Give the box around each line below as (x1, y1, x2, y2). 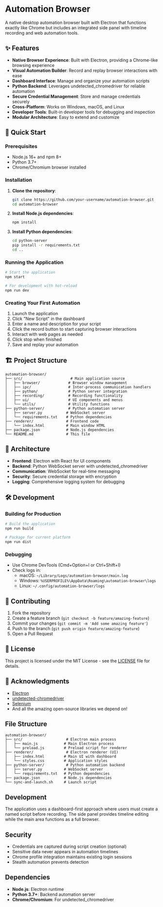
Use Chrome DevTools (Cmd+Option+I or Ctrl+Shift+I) (12, 562, 121, 568)
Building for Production (5, 510, 61, 517)
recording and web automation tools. (5, 30, 79, 36)
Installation (5, 177, 33, 184)
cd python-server (12, 238, 48, 243)
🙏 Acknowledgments (5, 677, 70, 686)
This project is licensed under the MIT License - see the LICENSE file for (5, 658, 150, 664)
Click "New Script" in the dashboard (12, 316, 85, 322)
